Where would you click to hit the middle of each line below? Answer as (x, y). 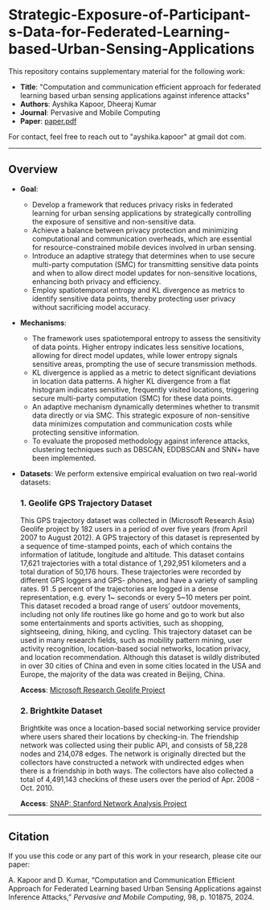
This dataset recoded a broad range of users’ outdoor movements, (130, 606)
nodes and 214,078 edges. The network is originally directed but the (133, 754)
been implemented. (64, 458)
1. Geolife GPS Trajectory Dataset (86, 503)
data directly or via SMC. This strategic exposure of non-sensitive (141, 415)
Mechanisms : (43, 323)
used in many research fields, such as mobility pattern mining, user (131, 640)
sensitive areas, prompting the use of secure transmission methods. (144, 364)
